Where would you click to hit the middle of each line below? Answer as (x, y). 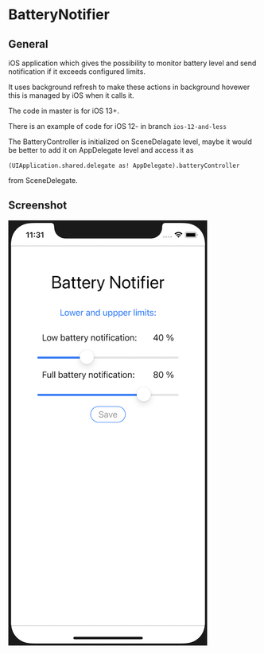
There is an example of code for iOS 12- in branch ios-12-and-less (117, 126)
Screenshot (38, 206)
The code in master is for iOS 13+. (64, 111)
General (29, 44)
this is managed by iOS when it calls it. (72, 95)
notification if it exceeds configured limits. (77, 72)
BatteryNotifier (59, 15)
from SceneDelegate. (43, 180)
